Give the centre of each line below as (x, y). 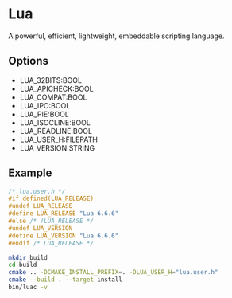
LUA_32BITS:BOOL (50, 80)
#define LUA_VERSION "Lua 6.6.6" (64, 236)
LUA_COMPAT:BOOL (53, 97)
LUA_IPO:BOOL (45, 105)
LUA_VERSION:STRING (57, 147)
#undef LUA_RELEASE (41, 206)
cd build (23, 265)
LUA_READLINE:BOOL (56, 131)
